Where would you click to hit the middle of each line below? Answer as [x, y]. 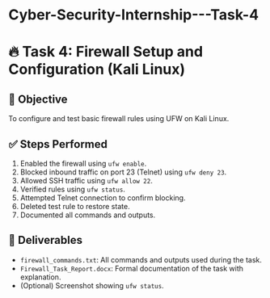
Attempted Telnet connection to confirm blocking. [103, 198]
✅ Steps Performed [58, 144]
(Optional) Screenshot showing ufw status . [92, 285]
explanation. [40, 277]
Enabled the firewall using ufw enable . [83, 164]
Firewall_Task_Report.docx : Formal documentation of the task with [132, 268]
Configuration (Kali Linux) [97, 69]
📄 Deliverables [46, 240]
